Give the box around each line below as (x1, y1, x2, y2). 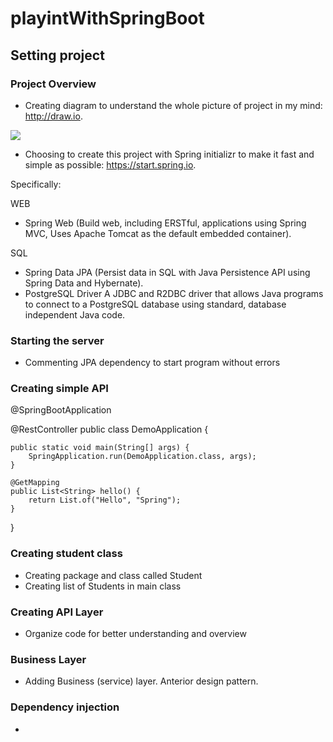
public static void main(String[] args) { (10, 443, 190, 453)
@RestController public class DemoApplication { (10, 423, 209, 436)
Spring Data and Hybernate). (24, 277, 144, 289)
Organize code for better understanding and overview (24, 628, 247, 640)
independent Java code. (24, 308, 126, 321)
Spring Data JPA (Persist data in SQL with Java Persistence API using (24, 266, 311, 278)
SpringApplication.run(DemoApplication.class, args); (28, 452, 257, 462)
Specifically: (10, 178, 62, 190)
